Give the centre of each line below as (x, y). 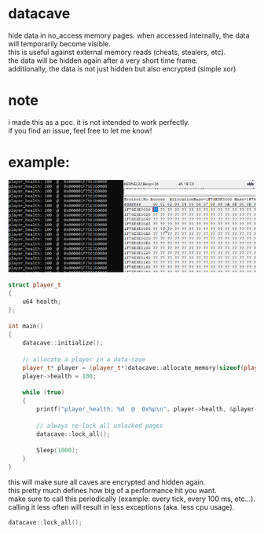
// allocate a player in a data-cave (84, 359)
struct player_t (35, 285)
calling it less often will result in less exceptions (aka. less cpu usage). (121, 507)
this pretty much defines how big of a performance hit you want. (112, 491)
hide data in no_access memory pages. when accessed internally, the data (129, 35)
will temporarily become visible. (60, 43)
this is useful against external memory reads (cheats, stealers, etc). (117, 52)
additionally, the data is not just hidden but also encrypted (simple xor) (122, 68)
